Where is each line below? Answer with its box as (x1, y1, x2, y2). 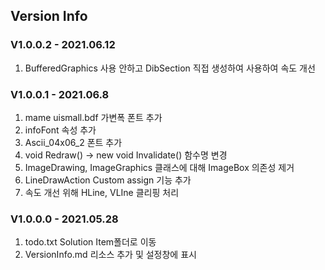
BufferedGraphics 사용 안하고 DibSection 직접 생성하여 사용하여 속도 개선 (24, 62, 316, 74)
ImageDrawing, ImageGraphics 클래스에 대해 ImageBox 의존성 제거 (24, 161, 295, 173)
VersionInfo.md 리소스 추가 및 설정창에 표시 (24, 249, 197, 261)
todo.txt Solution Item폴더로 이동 (24, 236, 157, 248)
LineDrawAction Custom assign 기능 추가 (24, 174, 192, 186)
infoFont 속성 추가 (24, 124, 97, 136)
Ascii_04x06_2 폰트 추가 (24, 136, 123, 148)
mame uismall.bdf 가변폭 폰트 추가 (24, 111, 163, 123)
